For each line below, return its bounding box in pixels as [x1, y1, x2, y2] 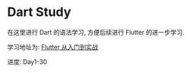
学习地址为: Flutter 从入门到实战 [7, 42, 99, 51]
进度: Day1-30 [7, 57, 47, 66]
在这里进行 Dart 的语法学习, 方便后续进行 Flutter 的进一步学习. [7, 28, 185, 36]
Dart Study [7, 4, 72, 20]
